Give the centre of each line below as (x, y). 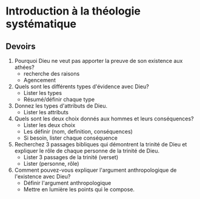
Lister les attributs (46, 112)
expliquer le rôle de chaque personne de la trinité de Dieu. (87, 151)
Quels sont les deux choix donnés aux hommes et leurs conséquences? (104, 119)
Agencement (39, 80)
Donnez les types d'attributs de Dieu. (61, 106)
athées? (24, 67)
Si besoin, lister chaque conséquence (70, 138)
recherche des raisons (52, 73)
